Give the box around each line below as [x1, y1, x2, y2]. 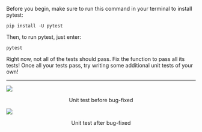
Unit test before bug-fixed [69, 97, 133, 103]
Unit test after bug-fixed [71, 119, 131, 126]
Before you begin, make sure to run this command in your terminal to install [6, 5, 192, 12]
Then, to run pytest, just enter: [6, 33, 82, 41]
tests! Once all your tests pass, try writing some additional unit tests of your [6, 62, 194, 69]
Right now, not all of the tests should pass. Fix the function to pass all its [6, 56, 185, 62]
